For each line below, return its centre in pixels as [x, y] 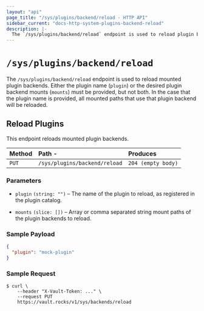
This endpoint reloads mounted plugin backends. [68, 138]
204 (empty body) [153, 163]
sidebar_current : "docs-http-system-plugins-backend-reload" [85, 23]
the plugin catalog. [39, 200]
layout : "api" [24, 12]
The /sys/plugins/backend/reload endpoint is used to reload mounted [94, 79]
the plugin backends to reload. [53, 219]
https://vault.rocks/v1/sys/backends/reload [74, 302]
